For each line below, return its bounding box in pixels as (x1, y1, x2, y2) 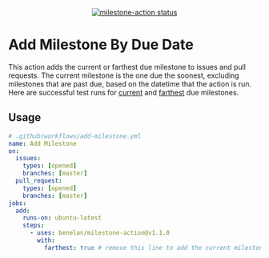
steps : (22, 221, 45, 230)
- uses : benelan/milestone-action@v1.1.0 (29, 229, 171, 237)
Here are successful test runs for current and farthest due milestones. (8, 87, 239, 97)
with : (37, 236, 56, 244)
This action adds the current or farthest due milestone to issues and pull (8, 62, 247, 71)
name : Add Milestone (8, 139, 78, 147)
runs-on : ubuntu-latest (22, 214, 102, 222)
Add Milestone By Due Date (8, 36, 194, 54)
